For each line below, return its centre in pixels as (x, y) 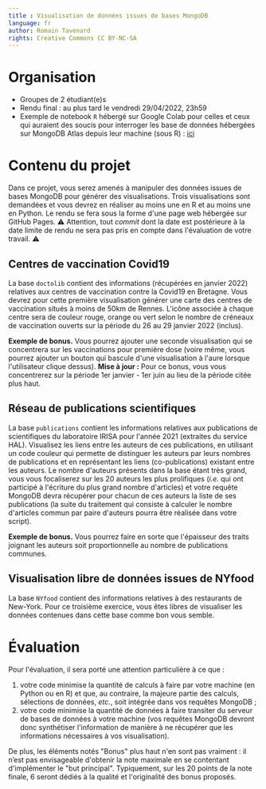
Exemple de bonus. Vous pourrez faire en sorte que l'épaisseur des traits (129, 537)
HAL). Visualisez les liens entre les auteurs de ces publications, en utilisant (131, 445)
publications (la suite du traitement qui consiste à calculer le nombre (120, 504)
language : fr (30, 23)
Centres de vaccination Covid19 (89, 264)
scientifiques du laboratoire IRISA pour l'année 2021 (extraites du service (128, 436)
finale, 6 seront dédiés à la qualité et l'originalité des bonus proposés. (122, 776)
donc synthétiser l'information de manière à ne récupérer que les (126, 727)
